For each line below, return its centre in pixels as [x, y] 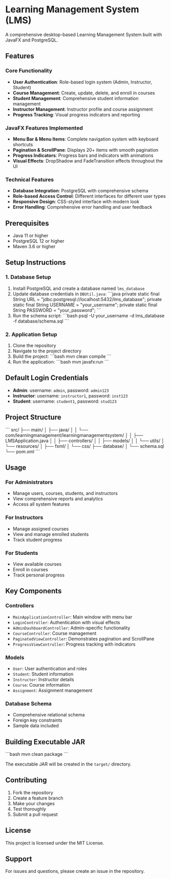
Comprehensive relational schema [49, 715]
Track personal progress [39, 575]
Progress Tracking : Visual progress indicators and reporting [76, 114]
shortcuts [23, 144]
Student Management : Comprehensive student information [76, 98]
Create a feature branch [38, 798]
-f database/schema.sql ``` [41, 321]
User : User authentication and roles [50, 668]
